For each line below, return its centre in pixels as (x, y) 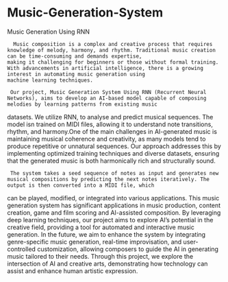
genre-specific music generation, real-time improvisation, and (94, 242)
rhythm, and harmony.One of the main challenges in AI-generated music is (112, 131)
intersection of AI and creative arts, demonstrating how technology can (107, 263)
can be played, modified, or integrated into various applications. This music (113, 198)
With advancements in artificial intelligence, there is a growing (105, 68)
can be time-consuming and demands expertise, (75, 56)
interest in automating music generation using (76, 74)
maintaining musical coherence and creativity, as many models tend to (106, 139)
